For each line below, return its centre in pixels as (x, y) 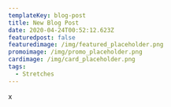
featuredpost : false (42, 37)
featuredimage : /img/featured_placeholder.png (86, 45)
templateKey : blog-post (47, 15)
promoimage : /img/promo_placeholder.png (76, 52)
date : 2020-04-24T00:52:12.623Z (61, 30)
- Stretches (35, 74)
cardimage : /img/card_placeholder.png (72, 60)
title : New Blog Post (44, 23)
